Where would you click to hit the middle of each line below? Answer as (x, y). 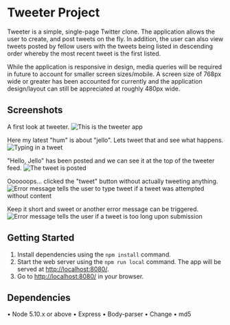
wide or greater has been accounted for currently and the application (105, 81)
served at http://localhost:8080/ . (63, 269)
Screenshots (35, 110)
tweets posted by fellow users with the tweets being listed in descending (110, 46)
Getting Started (41, 238)
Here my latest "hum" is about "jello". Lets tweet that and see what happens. (115, 140)
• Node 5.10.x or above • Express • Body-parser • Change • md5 (99, 314)
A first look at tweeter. (38, 127)
